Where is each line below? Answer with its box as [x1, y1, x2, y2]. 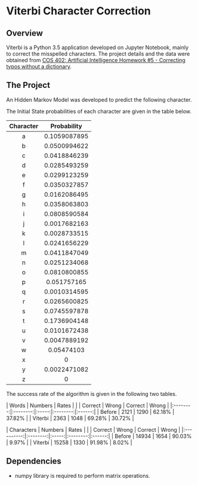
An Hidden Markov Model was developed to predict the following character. [6, 96, 192, 103]
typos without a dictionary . [6, 63, 72, 70]
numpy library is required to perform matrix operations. [14, 472, 150, 479]
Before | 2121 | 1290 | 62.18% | [100, 408, 175, 415]
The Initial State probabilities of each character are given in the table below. [6, 108, 192, 115]
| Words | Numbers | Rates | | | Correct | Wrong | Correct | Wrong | [6, 402, 169, 409]
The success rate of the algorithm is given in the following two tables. [6, 390, 177, 397]
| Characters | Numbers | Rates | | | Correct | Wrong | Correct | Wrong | [6, 426, 181, 433]
